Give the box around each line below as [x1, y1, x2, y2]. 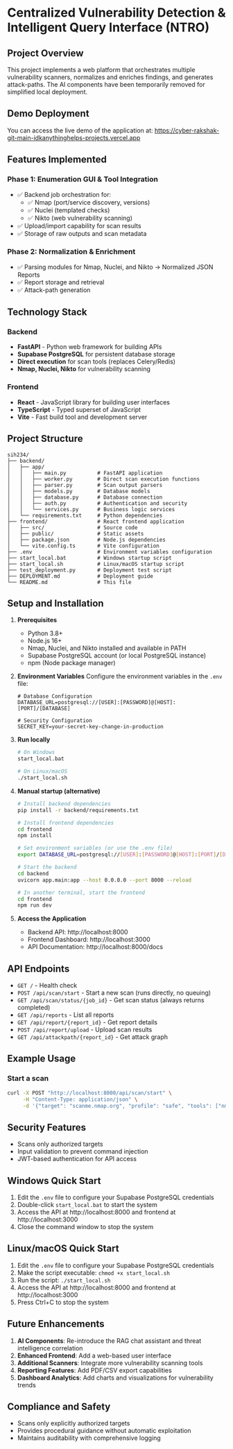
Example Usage [7, 1053, 76, 1065]
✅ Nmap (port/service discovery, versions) [27, 198, 150, 206]
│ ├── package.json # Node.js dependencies [7, 536, 166, 543]
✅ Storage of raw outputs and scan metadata [17, 229, 147, 237]
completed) [17, 1004, 51, 1012]
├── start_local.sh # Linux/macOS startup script [7, 560, 185, 567]
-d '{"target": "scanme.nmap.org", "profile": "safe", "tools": [22, 1102, 213, 1109]
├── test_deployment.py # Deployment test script [7, 567, 172, 574]
